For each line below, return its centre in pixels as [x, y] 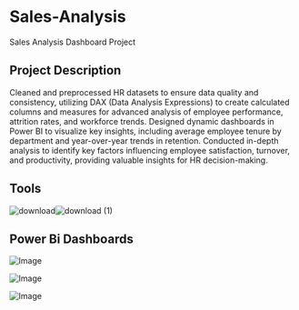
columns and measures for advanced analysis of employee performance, [146, 112]
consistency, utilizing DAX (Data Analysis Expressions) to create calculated [149, 102]
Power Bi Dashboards [71, 239]
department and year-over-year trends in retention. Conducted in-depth [144, 140]
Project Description [65, 70]
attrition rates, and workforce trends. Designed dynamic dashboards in [142, 121]
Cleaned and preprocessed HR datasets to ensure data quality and [134, 92]
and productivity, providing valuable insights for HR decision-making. [139, 160]
